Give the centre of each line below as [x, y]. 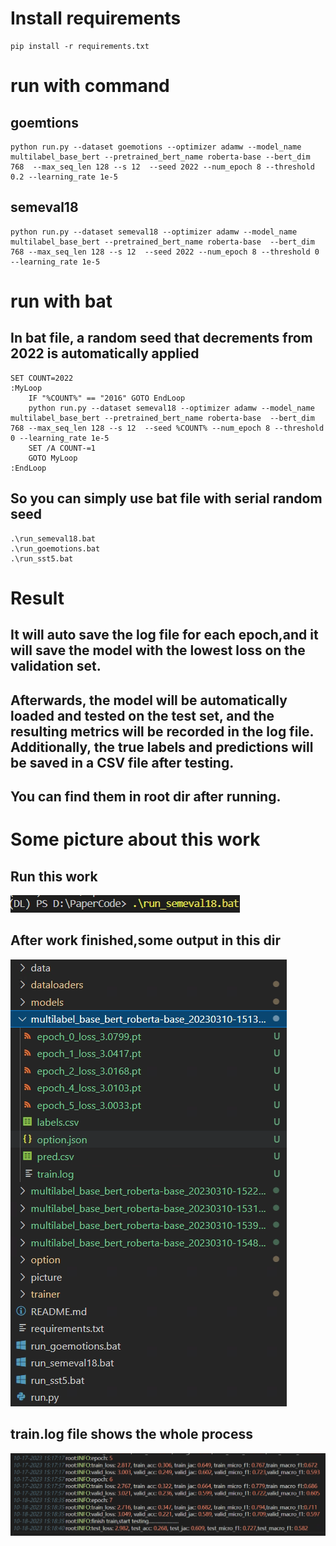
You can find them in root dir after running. [146, 796]
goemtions [44, 122]
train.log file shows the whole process [131, 1434]
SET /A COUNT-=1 [62, 448]
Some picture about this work [135, 839]
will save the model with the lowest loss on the [158, 650]
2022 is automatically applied [105, 353]
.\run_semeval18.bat [53, 538]
